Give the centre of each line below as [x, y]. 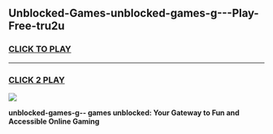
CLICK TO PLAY [40, 50]
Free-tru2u [37, 26]
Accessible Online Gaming [54, 121]
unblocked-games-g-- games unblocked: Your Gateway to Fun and [124, 112]
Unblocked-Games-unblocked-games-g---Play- [134, 13]
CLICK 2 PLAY [37, 80]
